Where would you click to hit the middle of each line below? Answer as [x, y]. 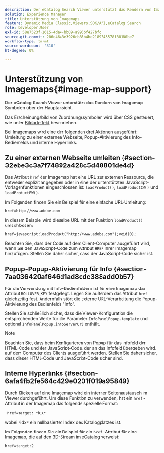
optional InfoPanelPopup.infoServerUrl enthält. [52, 324]
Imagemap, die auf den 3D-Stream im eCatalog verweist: [62, 437]
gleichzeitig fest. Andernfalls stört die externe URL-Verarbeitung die [73, 299]
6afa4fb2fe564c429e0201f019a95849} [68, 381]
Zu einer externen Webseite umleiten [63, 157]
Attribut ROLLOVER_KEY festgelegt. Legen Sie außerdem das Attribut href [76, 294]
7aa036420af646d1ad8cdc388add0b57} [70, 277]
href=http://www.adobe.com [32, 211]
